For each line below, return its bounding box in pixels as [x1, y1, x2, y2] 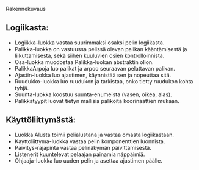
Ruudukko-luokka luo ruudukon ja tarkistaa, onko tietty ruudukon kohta [14, 77, 194, 85]
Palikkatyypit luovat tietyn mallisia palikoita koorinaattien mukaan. [14, 97, 179, 104]
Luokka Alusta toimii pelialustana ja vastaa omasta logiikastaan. [14, 131, 175, 138]
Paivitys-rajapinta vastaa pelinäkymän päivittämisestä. [14, 144, 152, 151]
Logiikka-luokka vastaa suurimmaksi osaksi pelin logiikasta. [14, 39, 165, 46]
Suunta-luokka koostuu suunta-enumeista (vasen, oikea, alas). [14, 91, 172, 98]
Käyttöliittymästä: [5, 115, 76, 126]
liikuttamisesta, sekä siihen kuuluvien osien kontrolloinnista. [14, 52, 165, 59]
